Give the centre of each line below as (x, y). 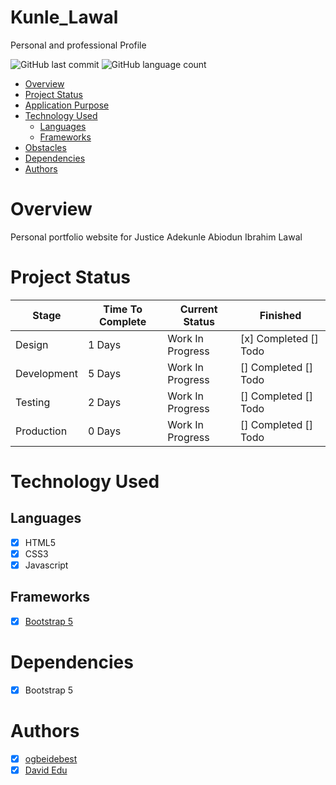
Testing (33, 402)
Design (32, 344)
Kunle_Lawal (64, 17)
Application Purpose (67, 105)
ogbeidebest (51, 758)
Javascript (46, 565)
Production (41, 431)
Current (198, 309)
